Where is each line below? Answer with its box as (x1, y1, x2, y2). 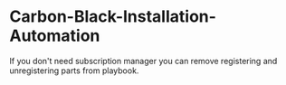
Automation (9, 25, 100, 46)
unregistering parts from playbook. (9, 65, 139, 76)
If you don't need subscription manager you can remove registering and (9, 55, 278, 66)
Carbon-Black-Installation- (9, 6, 217, 27)
